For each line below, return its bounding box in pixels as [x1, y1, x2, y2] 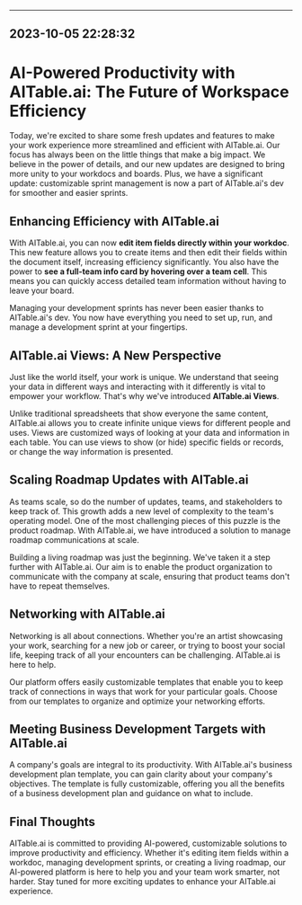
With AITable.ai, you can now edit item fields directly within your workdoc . [9, 237, 290, 248]
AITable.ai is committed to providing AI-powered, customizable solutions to [9, 838, 288, 849]
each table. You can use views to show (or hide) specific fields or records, [9, 437, 285, 448]
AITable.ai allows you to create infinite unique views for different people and [9, 417, 291, 428]
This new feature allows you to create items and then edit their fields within [9, 247, 288, 258]
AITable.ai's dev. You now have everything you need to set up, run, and [9, 312, 273, 324]
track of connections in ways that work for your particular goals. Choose [9, 686, 278, 696]
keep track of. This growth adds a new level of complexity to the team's [9, 505, 274, 517]
